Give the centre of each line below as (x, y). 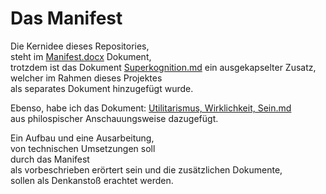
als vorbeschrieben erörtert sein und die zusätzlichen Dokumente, (146, 169)
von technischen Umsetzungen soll (83, 148)
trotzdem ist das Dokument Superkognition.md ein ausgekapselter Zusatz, (163, 67)
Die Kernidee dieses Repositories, (80, 46)
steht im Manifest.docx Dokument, (81, 56)
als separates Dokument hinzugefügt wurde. (102, 88)
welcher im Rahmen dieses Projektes (86, 78)
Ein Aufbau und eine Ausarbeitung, (82, 138)
